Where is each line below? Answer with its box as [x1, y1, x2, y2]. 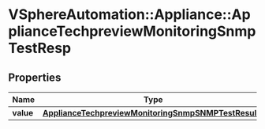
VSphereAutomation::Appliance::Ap [8, 6, 251, 24]
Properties [8, 70, 62, 84]
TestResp [8, 40, 72, 57]
